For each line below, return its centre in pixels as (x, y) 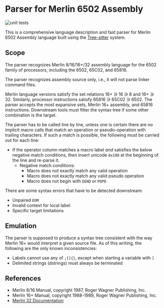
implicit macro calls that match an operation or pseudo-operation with (75, 130)
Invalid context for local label (41, 205)
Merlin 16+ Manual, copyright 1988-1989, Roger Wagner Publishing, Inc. (85, 295)
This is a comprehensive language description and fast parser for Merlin (78, 32)
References (23, 278)
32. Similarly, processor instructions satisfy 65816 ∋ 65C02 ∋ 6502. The (79, 99)
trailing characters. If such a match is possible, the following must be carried (82, 135)
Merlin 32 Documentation (38, 301)
